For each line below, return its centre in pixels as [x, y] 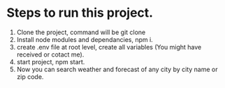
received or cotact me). [50, 54]
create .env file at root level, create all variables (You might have [109, 47]
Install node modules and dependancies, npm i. [85, 39]
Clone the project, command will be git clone [81, 32]
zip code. [30, 76]
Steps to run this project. [80, 13]
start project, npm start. [51, 61]
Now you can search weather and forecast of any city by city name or [117, 69]
